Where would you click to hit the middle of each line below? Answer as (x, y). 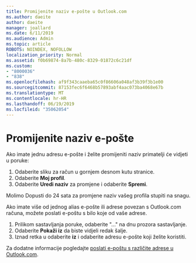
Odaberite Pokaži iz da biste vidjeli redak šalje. (71, 231)
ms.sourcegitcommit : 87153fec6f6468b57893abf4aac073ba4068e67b (85, 88)
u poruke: (18, 161)
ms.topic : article (28, 44)
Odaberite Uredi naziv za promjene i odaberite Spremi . (81, 184)
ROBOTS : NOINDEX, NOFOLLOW (39, 50)
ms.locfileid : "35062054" (37, 109)
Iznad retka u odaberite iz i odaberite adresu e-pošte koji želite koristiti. (100, 237)
